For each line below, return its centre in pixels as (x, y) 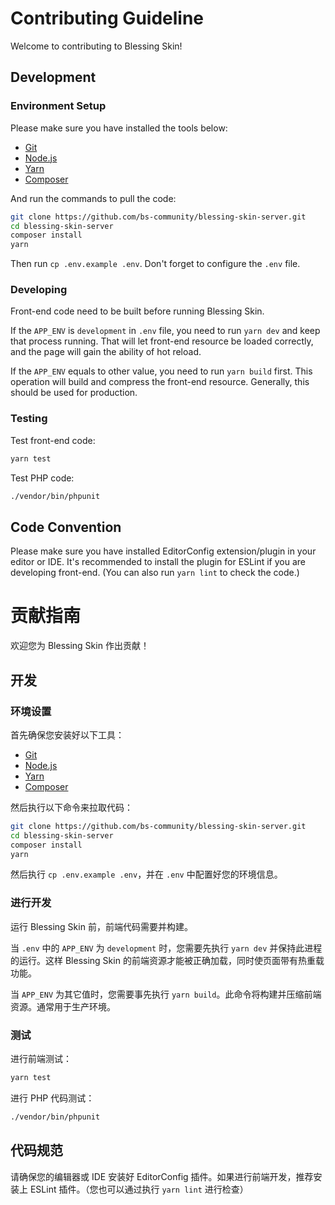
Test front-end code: (53, 440)
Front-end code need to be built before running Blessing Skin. (137, 311)
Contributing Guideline (107, 18)
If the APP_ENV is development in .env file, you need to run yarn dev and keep (165, 331)
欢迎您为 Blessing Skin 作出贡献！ (80, 646)
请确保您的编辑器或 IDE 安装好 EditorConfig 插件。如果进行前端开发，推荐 (162, 1176)
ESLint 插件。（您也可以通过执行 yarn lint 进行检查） (139, 1189)
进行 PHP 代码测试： (52, 1098)
